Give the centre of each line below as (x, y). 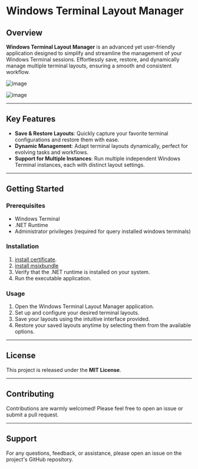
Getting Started (35, 189)
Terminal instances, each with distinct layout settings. (80, 164)
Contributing (30, 394)
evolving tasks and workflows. (52, 152)
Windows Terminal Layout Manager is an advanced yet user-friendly (91, 47)
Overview (24, 33)
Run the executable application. (53, 278)
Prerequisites (26, 206)
